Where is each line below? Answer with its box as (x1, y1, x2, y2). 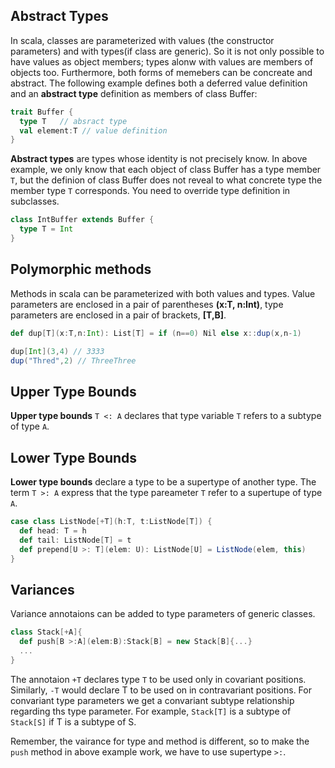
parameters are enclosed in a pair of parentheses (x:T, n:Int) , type (10, 298, 284, 310)
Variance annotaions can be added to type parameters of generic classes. (10, 608, 316, 620)
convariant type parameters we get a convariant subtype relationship (10, 694, 295, 706)
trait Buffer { (10, 107, 74, 117)
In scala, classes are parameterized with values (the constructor (10, 34, 275, 46)
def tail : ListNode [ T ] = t (19, 535, 132, 545)
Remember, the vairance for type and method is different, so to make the (10, 735, 310, 747)
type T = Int (19, 224, 74, 234)
